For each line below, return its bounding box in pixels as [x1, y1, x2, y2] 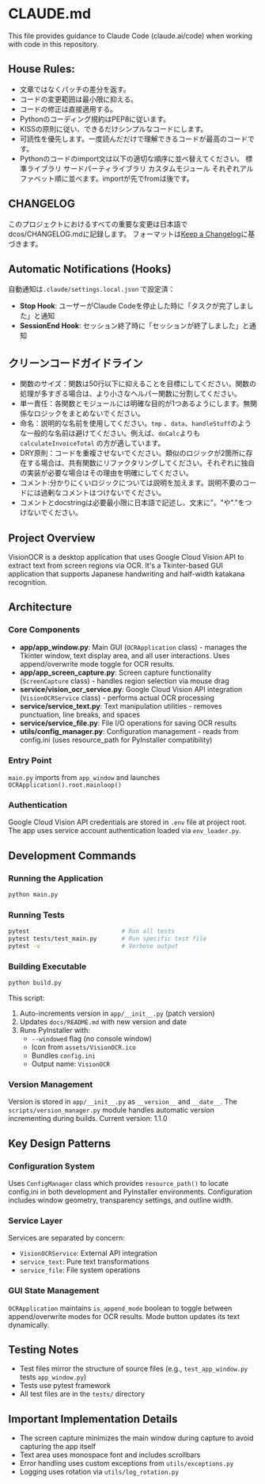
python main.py [8, 890, 59, 898]
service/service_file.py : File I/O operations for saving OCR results [19, 718, 237, 728]
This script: [8, 993, 45, 1003]
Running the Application [8, 873, 104, 884]
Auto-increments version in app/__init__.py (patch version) [19, 1008, 215, 1018]
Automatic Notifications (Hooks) [8, 262, 172, 276]
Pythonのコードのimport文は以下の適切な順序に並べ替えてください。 [19, 154, 244, 163]
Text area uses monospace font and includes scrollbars [19, 1450, 201, 1459]
